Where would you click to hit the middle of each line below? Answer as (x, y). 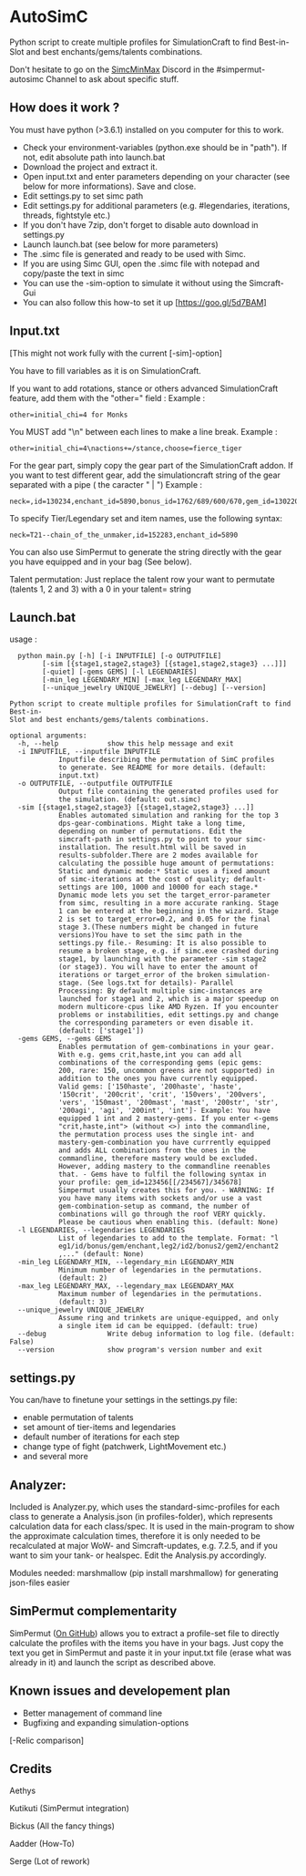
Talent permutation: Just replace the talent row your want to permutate (143, 579)
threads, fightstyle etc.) (66, 215)
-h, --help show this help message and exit (126, 744)
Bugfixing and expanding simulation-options (106, 1722)
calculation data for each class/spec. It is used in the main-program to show (152, 1526)
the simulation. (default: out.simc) (130, 799)
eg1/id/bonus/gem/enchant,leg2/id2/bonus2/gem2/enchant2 (168, 1246)
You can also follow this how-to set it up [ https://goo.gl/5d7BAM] (144, 302)
